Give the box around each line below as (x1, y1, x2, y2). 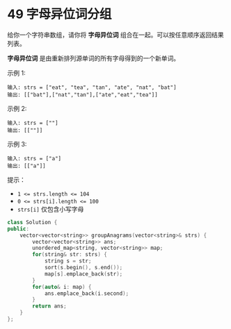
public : (7, 225, 30, 233)
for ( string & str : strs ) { (32, 251, 108, 258)
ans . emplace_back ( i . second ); (44, 289, 129, 297)
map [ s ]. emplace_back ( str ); (44, 270, 123, 278)
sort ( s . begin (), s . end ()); (44, 264, 123, 271)
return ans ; (32, 303, 67, 310)
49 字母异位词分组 (7, 6, 112, 22)
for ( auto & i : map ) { (32, 283, 92, 290)
